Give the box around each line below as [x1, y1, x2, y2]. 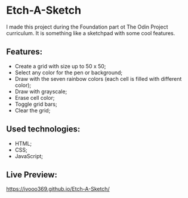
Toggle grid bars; [14, 100, 58, 108]
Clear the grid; [14, 106, 51, 114]
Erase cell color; [14, 94, 55, 101]
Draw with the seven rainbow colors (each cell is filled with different [14, 75, 182, 82]
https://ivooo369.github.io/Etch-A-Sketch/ [6, 186, 110, 193]
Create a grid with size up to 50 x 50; [14, 62, 106, 70]
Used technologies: [6, 124, 81, 134]
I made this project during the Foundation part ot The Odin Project [6, 23, 168, 30]
